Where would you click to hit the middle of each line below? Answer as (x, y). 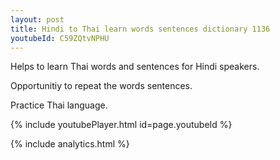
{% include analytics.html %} (70, 144)
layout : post (37, 19)
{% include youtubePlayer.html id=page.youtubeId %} (121, 125)
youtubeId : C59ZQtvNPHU (60, 38)
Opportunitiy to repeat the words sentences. (101, 86)
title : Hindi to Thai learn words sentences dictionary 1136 (140, 29)
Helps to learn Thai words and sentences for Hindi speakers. (135, 67)
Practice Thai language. (59, 105)
